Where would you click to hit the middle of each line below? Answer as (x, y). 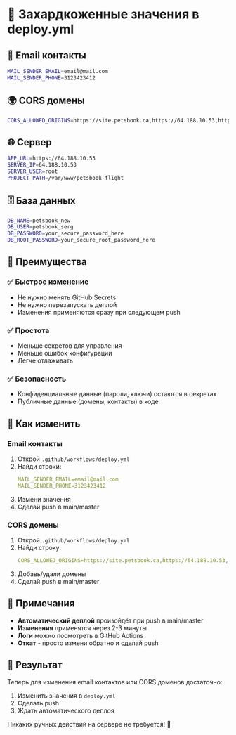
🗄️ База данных (41, 201)
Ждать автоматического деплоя (66, 710)
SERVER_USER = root (33, 171)
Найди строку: (39, 548)
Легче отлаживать (45, 360)
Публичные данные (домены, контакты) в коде (88, 402)
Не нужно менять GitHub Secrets (67, 297)
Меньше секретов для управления (70, 346)
